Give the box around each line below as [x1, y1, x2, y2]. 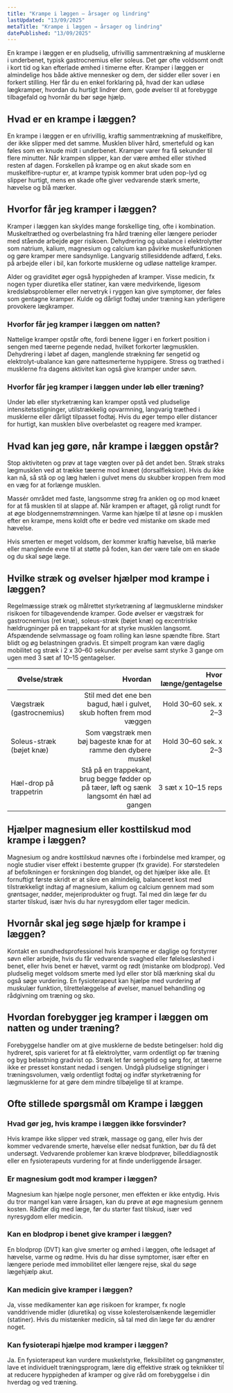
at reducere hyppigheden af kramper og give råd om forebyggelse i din [7, 1371, 210, 1379]
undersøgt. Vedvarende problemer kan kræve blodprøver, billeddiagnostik [7, 1149, 218, 1158]
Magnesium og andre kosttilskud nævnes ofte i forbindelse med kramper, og [7, 853, 225, 861]
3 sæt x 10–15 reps [158, 783, 223, 793]
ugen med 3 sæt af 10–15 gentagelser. [7, 653, 116, 662]
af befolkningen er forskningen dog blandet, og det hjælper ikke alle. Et [7, 868, 210, 876]
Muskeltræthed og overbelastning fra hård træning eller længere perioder [7, 229, 218, 237]
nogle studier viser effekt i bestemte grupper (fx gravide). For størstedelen [7, 860, 220, 868]
